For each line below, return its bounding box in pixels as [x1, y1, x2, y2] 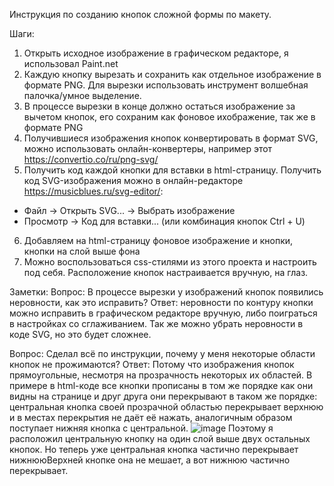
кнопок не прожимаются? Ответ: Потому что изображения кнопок [9, 359, 295, 370]
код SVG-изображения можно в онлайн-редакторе [23, 175, 244, 186]
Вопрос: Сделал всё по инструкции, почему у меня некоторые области [9, 348, 316, 359]
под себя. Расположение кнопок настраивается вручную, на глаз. [23, 267, 309, 278]
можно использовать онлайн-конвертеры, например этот [23, 143, 273, 154]
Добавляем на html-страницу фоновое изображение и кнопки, [23, 235, 294, 246]
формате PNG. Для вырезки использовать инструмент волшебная [23, 79, 309, 91]
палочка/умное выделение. [23, 90, 142, 101]
